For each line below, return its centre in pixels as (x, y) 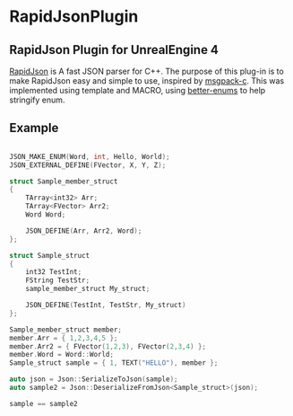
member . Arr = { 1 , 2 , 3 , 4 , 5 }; (64, 338)
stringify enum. (37, 100)
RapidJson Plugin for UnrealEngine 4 (114, 50)
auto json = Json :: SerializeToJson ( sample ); (94, 379)
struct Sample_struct (50, 255)
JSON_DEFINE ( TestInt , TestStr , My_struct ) (106, 305)
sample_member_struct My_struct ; (88, 289)
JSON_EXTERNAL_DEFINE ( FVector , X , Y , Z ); (88, 165)
